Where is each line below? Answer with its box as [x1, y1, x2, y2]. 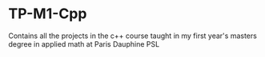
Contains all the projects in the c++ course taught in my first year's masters [8, 31, 258, 40]
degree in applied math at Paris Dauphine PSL [8, 39, 160, 48]
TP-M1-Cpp [8, 5, 87, 23]
